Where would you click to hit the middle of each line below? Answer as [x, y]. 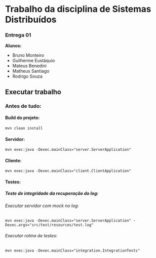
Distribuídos [31, 20]
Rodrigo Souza [27, 76]
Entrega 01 [18, 35]
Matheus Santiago [31, 71]
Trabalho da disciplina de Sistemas [78, 9]
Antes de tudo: [23, 106]
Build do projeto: [22, 118]
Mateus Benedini [29, 66]
